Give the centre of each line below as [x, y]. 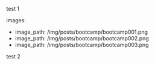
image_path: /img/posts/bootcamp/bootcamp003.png [82, 45]
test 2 [14, 56]
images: [16, 20]
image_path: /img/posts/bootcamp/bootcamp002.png [82, 38]
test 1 [13, 9]
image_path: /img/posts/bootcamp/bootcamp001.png [81, 32]
